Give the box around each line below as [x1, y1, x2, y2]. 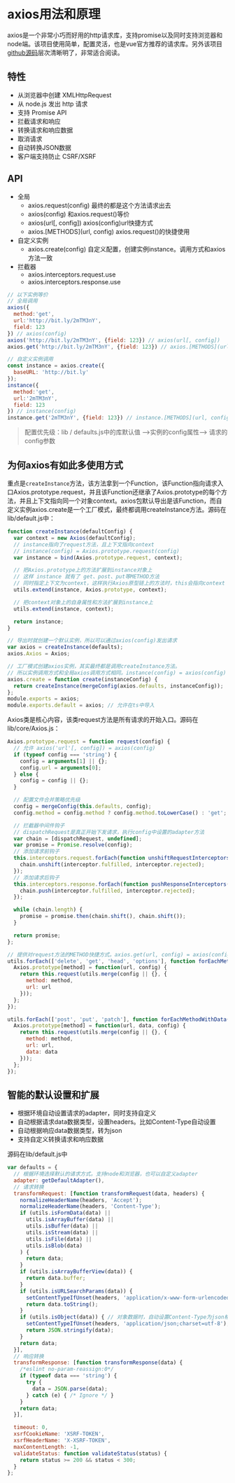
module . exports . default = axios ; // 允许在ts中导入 [7, 702, 155, 709]
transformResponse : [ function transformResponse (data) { [13, 1359, 183, 1366]
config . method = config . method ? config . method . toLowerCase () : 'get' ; [13, 809, 227, 816]
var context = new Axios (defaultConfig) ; [13, 534, 136, 541]
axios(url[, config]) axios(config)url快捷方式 [27, 218, 154, 227]
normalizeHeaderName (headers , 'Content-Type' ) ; [20, 1203, 161, 1210]
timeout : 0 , [13, 1424, 49, 1431]
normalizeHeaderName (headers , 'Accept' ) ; [20, 1197, 142, 1204]
